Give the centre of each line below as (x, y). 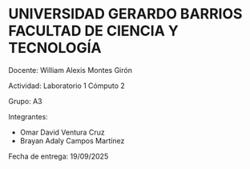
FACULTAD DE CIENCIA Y (93, 31)
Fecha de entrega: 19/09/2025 (58, 156)
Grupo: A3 (25, 101)
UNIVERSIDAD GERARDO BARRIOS (125, 14)
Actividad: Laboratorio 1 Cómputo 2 (67, 86)
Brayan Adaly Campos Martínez (72, 140)
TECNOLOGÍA (55, 48)
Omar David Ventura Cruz (62, 132)
